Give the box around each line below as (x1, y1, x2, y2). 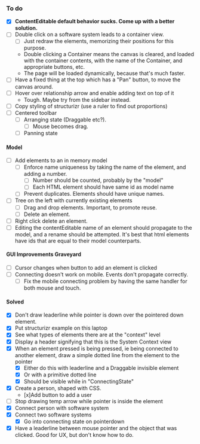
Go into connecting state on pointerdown (23, 418, 125, 425)
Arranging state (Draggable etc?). (23, 115, 106, 123)
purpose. (23, 44, 47, 51)
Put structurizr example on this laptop (14, 324, 107, 332)
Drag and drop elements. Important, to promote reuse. (23, 203, 157, 211)
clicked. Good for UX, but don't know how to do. (14, 431, 134, 439)
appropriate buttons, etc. (23, 63, 85, 71)
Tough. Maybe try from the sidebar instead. (23, 96, 131, 103)
